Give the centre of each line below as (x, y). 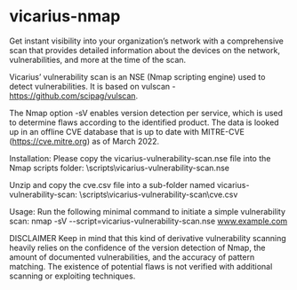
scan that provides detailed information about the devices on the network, (144, 50)
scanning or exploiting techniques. (72, 276)
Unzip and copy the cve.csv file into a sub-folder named (112, 184)
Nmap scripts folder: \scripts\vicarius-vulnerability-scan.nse (119, 168)
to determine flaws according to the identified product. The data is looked (144, 122)
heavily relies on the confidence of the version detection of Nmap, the (137, 247)
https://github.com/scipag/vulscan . (74, 96)
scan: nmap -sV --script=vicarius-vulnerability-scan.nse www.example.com (148, 221)
